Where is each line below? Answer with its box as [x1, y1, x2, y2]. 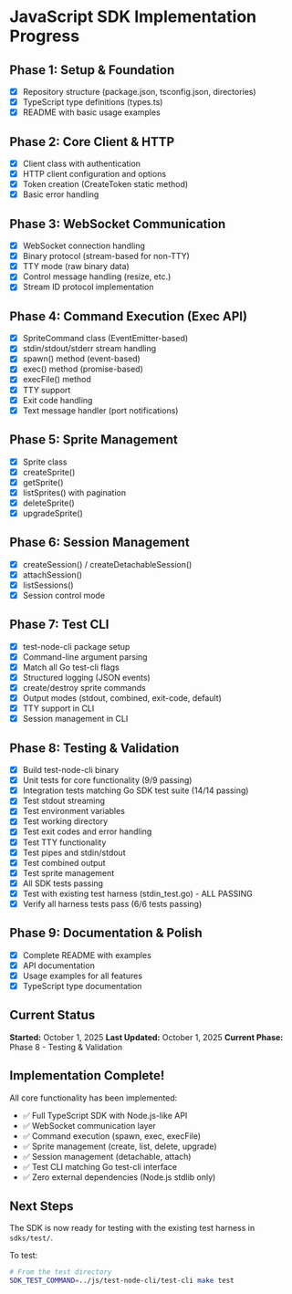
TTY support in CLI [22, 703, 95, 714]
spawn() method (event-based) [22, 353, 141, 364]
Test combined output [22, 857, 107, 868]
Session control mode [22, 590, 106, 600]
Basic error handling [22, 189, 99, 200]
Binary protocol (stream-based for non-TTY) [22, 251, 190, 262]
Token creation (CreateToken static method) [22, 179, 189, 190]
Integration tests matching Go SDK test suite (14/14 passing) [22, 785, 249, 796]
